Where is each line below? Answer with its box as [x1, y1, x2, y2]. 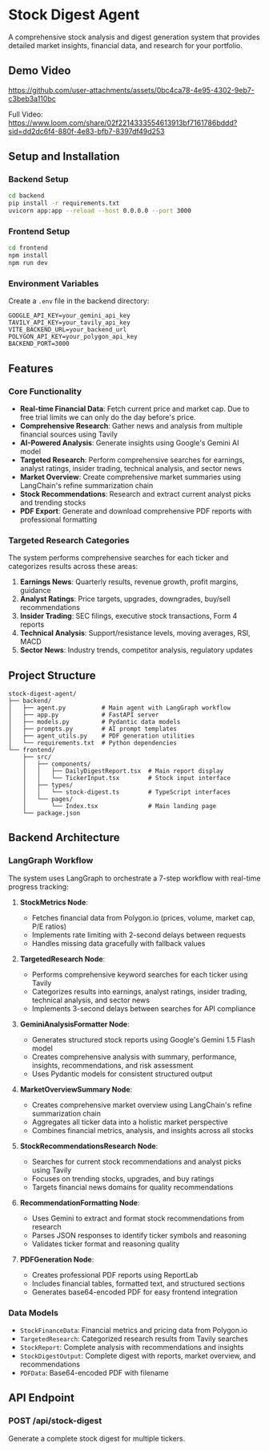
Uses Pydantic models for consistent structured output [31, 1069, 213, 1079]
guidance [19, 586, 51, 595]
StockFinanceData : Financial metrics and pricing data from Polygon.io [19, 1326, 248, 1335]
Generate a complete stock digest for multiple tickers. [8, 1433, 186, 1443]
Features [8, 361, 54, 375]
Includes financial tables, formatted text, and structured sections [31, 1278, 246, 1288]
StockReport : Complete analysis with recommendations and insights [19, 1343, 244, 1352]
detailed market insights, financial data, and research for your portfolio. [8, 40, 243, 50]
